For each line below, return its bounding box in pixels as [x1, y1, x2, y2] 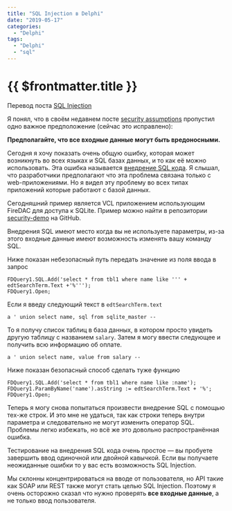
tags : [7, 36, 23, 43]
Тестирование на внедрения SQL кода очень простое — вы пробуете [7, 446, 213, 454]
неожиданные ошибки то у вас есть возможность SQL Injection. [7, 461, 197, 469]
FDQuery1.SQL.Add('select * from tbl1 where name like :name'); [7, 379, 197, 386]
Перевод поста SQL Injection [7, 101, 92, 109]
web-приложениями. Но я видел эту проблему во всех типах [7, 178, 189, 187]
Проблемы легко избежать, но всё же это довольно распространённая [7, 425, 220, 434]
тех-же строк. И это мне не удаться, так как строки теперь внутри [7, 411, 205, 419]
